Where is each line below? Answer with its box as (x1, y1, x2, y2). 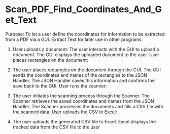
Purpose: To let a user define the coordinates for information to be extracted (5, 31, 165, 37)
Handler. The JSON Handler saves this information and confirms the (12, 77, 155, 83)
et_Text (5, 14, 37, 26)
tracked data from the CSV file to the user (12, 124, 100, 130)
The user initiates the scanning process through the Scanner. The (12, 93, 150, 99)
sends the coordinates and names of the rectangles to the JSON (12, 72, 147, 78)
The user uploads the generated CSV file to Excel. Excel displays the (12, 118, 156, 124)
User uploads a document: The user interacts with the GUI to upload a (12, 46, 159, 52)
